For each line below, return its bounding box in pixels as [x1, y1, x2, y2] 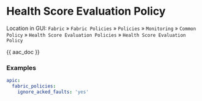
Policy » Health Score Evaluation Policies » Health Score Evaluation [6, 31, 186, 38]
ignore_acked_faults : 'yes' [17, 89, 89, 95]
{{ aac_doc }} [6, 48, 40, 56]
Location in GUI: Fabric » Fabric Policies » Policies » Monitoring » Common [6, 24, 196, 32]
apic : [6, 78, 20, 84]
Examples [6, 63, 37, 72]
